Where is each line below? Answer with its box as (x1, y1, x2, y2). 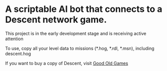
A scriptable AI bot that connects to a (5, 3, 163, 15)
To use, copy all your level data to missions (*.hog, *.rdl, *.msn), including (5, 45, 155, 51)
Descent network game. (5, 14, 107, 25)
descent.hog (5, 51, 31, 57)
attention (5, 36, 23, 42)
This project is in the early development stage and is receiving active (5, 30, 147, 36)
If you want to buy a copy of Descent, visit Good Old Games (5, 60, 129, 66)
